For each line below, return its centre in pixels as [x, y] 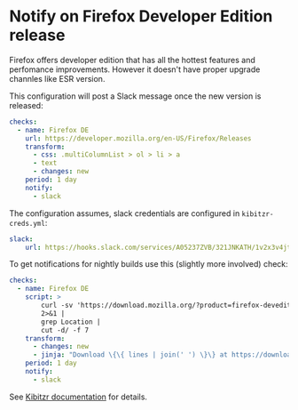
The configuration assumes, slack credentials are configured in [125, 213]
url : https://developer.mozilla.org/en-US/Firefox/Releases [138, 138]
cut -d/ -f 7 [65, 330]
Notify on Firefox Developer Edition [141, 16]
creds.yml [27, 223]
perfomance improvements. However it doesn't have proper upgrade [135, 69]
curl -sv [57, 305]
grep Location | [71, 322]
